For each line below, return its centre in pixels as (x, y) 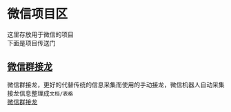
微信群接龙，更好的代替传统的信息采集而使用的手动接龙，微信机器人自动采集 (116, 85)
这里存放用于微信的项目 (40, 34)
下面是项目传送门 (31, 43)
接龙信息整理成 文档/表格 (40, 93)
